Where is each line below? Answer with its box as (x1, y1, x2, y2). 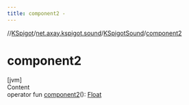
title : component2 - (7, 10, 66, 17)
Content (7, 83, 30, 91)
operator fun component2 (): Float (7, 90, 102, 98)
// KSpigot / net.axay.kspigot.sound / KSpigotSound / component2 (7, 29, 182, 37)
